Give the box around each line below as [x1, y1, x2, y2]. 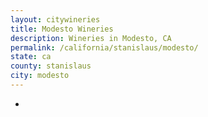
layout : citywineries [10, 14, 101, 25]
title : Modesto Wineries [10, 24, 114, 34]
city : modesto [10, 71, 70, 81]
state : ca [10, 52, 52, 62]
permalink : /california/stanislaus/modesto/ [10, 42, 199, 53]
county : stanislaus [10, 61, 92, 71]
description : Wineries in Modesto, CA [10, 33, 172, 43]
